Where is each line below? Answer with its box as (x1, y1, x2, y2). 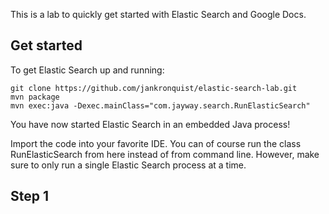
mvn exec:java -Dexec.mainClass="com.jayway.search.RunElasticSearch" (10, 100, 311, 111)
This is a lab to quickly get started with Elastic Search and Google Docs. (10, 9, 307, 20)
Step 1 (10, 188, 50, 205)
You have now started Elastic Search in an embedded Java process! (10, 118, 291, 130)
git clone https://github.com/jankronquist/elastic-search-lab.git (10, 83, 298, 93)
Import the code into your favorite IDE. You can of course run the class (10, 137, 302, 149)
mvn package (10, 92, 60, 102)
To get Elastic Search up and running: (10, 64, 165, 76)
